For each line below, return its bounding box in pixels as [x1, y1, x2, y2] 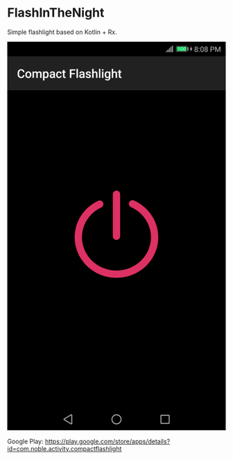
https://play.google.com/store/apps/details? [44, 437, 171, 445]
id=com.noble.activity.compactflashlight [7, 444, 122, 452]
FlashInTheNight [7, 5, 105, 21]
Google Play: [7, 437, 44, 445]
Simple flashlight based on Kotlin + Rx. [7, 28, 117, 36]
